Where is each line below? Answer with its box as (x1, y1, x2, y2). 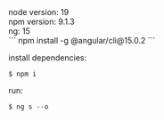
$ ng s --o (8, 102, 49, 111)
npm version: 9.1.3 (8, 16, 75, 27)
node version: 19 (8, 7, 70, 17)
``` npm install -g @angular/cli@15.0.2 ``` (8, 36, 156, 45)
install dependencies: (8, 52, 86, 63)
